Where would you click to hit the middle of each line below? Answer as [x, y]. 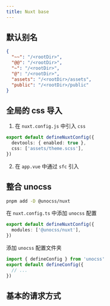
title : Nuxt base [28, 12]
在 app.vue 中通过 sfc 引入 [47, 166]
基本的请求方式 [34, 296]
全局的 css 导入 [34, 110]
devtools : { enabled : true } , [49, 143]
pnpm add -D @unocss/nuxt [38, 201]
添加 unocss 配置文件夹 [34, 248]
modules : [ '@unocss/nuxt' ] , [46, 230]
